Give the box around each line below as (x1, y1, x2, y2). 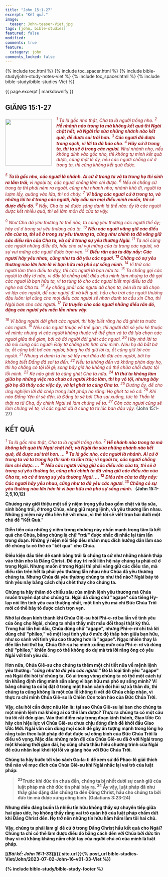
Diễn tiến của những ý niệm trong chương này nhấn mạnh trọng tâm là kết (5, 526, 161, 532)
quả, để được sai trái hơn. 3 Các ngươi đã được (56, 133, 155, 140)
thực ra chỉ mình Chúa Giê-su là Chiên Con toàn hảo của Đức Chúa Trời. (5, 694, 157, 700)
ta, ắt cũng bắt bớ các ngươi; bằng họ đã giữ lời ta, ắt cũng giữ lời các (5, 346, 150, 353)
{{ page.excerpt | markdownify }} (5, 89, 74, 95)
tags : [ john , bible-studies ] (5, 26, 66, 31)
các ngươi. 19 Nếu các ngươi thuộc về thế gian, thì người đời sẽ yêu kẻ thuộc (5, 324, 163, 330)
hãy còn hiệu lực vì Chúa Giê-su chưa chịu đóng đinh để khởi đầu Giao (5, 720, 154, 726)
